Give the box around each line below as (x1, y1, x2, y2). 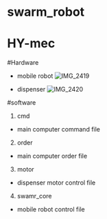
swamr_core (16, 192, 53, 200)
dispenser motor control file (16, 178, 96, 187)
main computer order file (16, 152, 88, 160)
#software (7, 98, 36, 107)
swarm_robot (7, 4, 85, 20)
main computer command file (16, 125, 101, 134)
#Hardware (7, 59, 39, 67)
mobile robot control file (16, 205, 85, 213)
